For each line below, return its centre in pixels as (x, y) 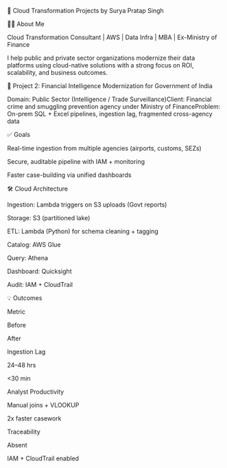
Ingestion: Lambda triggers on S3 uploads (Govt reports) (87, 204)
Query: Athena (28, 258)
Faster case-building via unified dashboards (69, 175)
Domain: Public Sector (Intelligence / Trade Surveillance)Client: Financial (109, 99)
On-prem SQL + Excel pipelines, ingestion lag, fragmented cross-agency (110, 114)
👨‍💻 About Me (26, 24)
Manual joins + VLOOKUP (43, 405)
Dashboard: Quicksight (39, 271)
